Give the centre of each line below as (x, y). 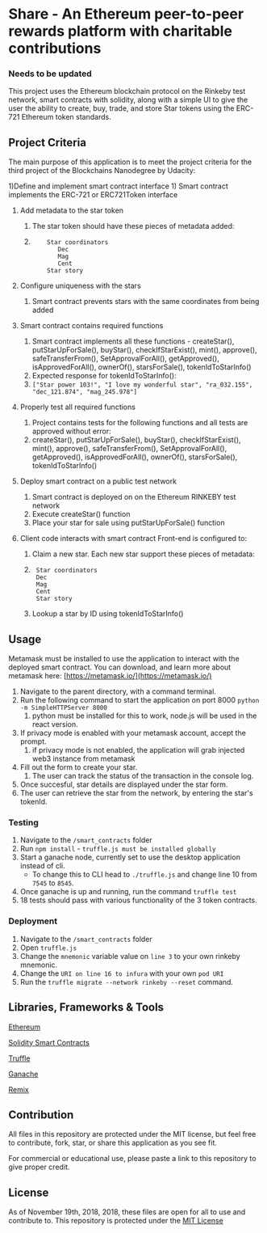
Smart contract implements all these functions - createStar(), (133, 341)
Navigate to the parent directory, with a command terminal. (118, 691)
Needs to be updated (50, 74)
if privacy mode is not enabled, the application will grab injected (138, 750)
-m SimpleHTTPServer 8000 (63, 708)
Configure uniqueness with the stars (80, 286)
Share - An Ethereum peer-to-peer (126, 14)
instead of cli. (43, 866)
